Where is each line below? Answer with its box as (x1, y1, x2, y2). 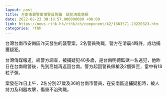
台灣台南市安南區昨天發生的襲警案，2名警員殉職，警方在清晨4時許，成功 (5, 40, 156, 46)
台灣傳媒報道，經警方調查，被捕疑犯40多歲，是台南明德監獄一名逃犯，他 (5, 57, 156, 63)
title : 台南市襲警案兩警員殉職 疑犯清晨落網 (5, 12, 89, 17)
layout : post (5, 7, 33, 12)
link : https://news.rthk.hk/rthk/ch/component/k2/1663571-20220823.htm (5, 21, 158, 26)
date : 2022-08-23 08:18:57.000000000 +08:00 (5, 16, 100, 21)
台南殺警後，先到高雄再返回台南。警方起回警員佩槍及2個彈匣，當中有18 (14, 63, 162, 69)
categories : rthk (5, 26, 42, 31)
